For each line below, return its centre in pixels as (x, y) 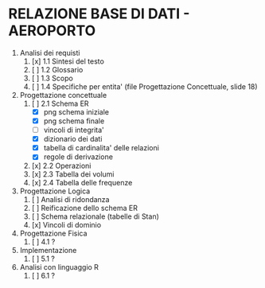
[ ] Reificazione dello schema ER (84, 208)
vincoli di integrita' (74, 130)
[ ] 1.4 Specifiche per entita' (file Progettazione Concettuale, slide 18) (144, 86)
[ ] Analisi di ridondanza (70, 200)
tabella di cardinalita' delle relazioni (101, 148)
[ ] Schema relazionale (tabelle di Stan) (95, 216)
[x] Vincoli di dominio (66, 225)
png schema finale (74, 121)
